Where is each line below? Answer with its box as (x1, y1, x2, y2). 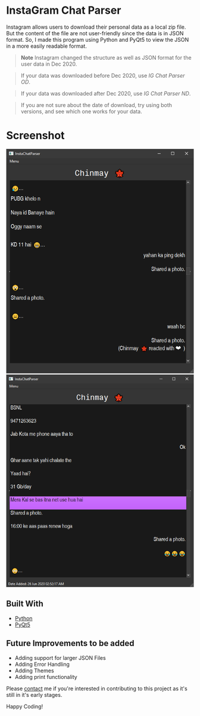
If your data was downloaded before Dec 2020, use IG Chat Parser (20, 72, 185, 79)
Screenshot (6, 129, 65, 142)
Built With (6, 599, 43, 609)
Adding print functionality (14, 673, 77, 680)
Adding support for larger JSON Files (14, 654, 106, 661)
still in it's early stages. (6, 691, 62, 698)
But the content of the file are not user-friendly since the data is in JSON (6, 29, 184, 36)
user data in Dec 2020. (20, 60, 77, 68)
